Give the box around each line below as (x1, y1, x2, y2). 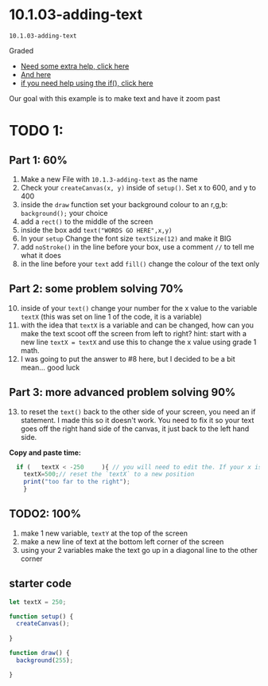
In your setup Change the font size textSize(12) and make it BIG (20, 233, 231, 243)
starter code (9, 577, 72, 590)
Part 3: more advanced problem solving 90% (9, 386, 236, 399)
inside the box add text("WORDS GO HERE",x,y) (20, 225, 173, 234)
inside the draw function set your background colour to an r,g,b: (20, 199, 228, 209)
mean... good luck (20, 363, 80, 372)
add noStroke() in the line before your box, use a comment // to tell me (20, 241, 255, 252)
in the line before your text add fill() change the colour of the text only (20, 259, 260, 269)
